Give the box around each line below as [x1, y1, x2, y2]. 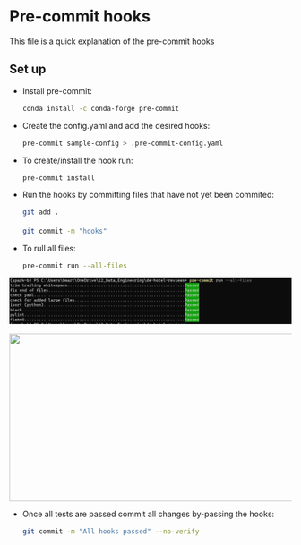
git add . [21, 208, 60, 217]
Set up [9, 62, 47, 77]
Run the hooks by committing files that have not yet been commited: [21, 190, 275, 200]
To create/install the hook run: [21, 155, 133, 166]
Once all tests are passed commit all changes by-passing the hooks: [21, 508, 275, 520]
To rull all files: [21, 243, 76, 253]
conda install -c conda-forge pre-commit [21, 104, 180, 113]
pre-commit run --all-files [21, 261, 127, 270]
